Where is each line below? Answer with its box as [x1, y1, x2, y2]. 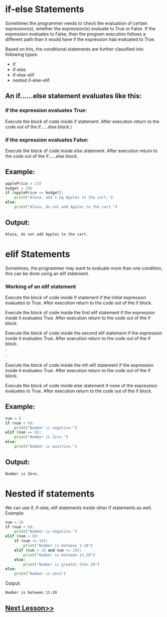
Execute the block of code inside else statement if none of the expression [5, 383, 157, 389]
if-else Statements [5, 4, 84, 15]
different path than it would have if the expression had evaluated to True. [5, 36, 155, 42]
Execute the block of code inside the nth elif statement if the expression [5, 362, 154, 368]
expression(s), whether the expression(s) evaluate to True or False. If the [5, 25, 155, 31]
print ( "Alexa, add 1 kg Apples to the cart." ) [14, 195, 113, 200]
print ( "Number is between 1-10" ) [23, 543, 93, 549]
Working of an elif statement [5, 283, 76, 290]
